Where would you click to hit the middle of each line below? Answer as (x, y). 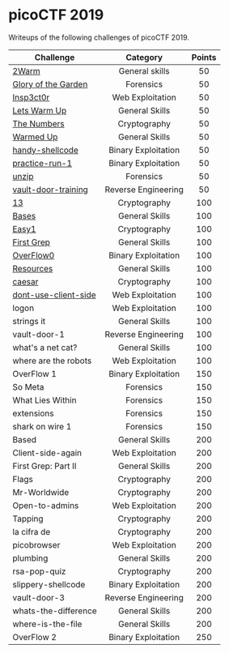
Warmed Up (35, 137)
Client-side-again (47, 453)
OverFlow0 (34, 255)
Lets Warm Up (40, 110)
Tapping (28, 519)
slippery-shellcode (49, 584)
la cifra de (32, 531)
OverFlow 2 (34, 637)
